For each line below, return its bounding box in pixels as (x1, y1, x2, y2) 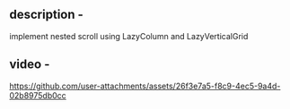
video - (9, 57, 50, 72)
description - (9, 7, 83, 22)
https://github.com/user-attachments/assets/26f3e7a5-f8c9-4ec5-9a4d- (9, 80, 281, 91)
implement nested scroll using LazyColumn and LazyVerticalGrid (9, 30, 249, 41)
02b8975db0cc (9, 89, 67, 101)
